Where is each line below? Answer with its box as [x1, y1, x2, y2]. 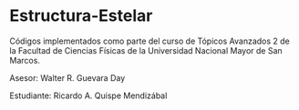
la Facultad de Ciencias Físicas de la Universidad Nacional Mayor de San [9, 45, 283, 55]
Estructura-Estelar [9, 5, 153, 26]
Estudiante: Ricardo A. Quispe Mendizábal [9, 90, 168, 101]
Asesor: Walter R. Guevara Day [9, 72, 126, 83]
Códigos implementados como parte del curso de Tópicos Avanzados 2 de [9, 35, 290, 46]
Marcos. [9, 55, 41, 65]
